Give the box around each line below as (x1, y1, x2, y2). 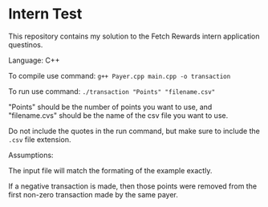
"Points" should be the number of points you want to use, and (8, 102, 213, 112)
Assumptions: (8, 150, 54, 160)
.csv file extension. (8, 134, 71, 144)
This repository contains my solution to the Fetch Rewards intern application (8, 31, 260, 41)
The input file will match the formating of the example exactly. (8, 165, 213, 175)
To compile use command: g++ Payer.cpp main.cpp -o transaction (8, 71, 231, 80)
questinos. (8, 39, 43, 49)
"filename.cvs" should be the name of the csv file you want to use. (8, 110, 229, 120)
